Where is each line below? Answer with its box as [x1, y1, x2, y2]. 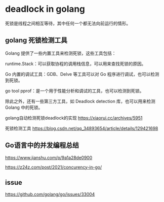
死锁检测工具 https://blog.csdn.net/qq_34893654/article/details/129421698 [5, 125, 159, 131]
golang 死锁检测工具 [5, 36, 68, 45]
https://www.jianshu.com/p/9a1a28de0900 [5, 154, 92, 161]
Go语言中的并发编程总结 [5, 141, 79, 150]
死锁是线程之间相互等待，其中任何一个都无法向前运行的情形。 [5, 20, 131, 26]
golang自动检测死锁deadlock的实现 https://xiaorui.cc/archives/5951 [5, 115, 143, 121]
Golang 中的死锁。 [5, 104, 43, 110]
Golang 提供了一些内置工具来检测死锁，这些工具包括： [5, 50, 116, 56]
